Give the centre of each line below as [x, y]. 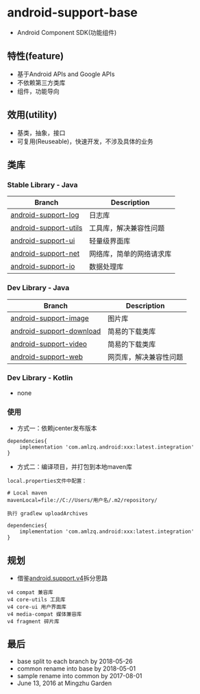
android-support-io [43, 267]
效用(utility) [32, 115]
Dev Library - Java [38, 288]
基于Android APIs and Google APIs [66, 74]
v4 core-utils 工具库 [36, 599]
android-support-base [73, 13]
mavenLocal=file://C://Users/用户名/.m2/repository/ [82, 501]
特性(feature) [35, 56]
